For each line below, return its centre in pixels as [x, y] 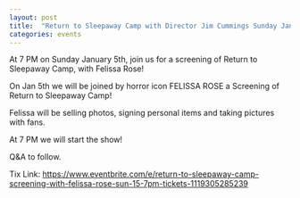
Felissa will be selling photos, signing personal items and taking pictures [142, 113]
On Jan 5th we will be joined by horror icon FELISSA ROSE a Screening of [144, 87]
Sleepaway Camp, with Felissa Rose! [77, 69]
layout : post [33, 17]
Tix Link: [25, 174]
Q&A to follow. [35, 157]
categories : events [46, 34]
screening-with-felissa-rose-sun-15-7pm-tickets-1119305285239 [129, 184]
